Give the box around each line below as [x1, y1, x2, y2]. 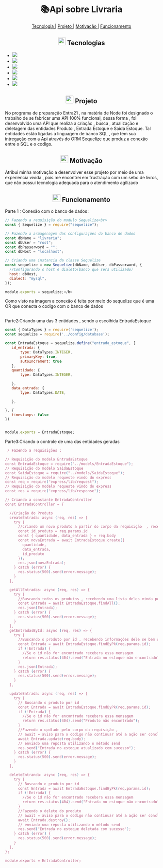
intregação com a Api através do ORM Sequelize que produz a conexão [5, 136, 148, 142]
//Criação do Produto [9, 511, 53, 516]
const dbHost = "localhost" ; [5, 249, 64, 254]
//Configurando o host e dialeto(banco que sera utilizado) [9, 267, 133, 272]
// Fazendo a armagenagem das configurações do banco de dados [5, 231, 136, 236]
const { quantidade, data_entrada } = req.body [17, 534, 116, 538]
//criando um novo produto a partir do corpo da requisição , [17, 524, 149, 529]
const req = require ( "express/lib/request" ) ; [5, 480, 98, 484]
